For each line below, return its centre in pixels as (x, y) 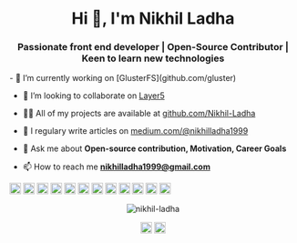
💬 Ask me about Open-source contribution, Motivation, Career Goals (154, 148)
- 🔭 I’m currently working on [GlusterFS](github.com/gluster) (123, 78)
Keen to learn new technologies (153, 58)
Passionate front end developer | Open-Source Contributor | (153, 47)
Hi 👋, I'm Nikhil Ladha (153, 19)
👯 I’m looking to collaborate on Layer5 (94, 96)
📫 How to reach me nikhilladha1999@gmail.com (117, 167)
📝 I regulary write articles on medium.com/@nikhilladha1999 (135, 131)
